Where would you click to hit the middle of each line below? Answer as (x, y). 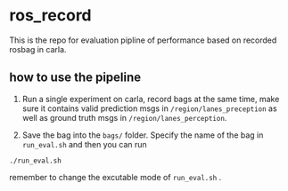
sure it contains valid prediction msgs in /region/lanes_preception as (150, 108)
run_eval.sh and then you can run (84, 144)
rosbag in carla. (38, 49)
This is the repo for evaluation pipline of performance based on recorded (143, 40)
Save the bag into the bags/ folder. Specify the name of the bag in (143, 135)
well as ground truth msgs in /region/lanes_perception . (124, 117)
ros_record (50, 16)
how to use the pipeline (75, 78)
